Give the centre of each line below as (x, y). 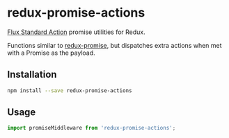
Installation (32, 75)
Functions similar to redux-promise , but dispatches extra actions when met (114, 45)
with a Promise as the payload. (51, 53)
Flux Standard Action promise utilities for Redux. (77, 32)
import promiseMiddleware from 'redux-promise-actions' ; (92, 128)
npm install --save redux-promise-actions (70, 90)
